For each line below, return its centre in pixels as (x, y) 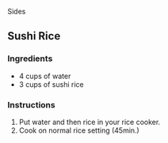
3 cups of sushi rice (51, 84)
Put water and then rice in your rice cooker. (90, 122)
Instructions (32, 104)
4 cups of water (45, 76)
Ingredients (30, 58)
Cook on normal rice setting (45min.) (79, 130)
